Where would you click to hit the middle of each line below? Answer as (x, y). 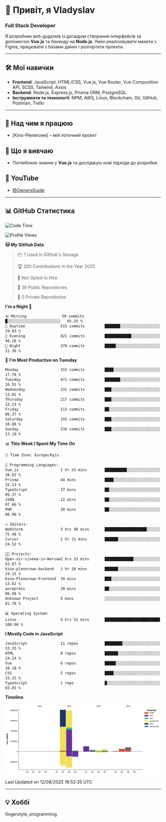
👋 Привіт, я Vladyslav (50, 10)
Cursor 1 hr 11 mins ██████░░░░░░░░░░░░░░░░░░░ (83, 539)
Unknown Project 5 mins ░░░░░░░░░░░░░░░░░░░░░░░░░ (83, 598)
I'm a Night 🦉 (19, 306)
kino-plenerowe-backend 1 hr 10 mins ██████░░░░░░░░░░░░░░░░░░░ (83, 569)
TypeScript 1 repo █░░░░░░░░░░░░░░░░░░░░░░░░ (83, 683)
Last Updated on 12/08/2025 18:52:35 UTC (49, 782)
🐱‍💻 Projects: (19, 554)
